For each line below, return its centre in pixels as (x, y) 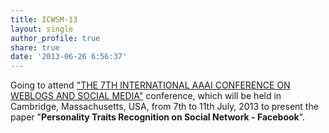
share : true (35, 47)
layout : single (42, 29)
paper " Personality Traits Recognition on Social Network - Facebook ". (158, 117)
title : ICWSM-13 (44, 19)
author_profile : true (55, 38)
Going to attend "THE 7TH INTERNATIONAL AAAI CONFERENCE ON (150, 85)
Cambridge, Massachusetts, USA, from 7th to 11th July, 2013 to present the (164, 107)
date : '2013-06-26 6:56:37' (69, 57)
